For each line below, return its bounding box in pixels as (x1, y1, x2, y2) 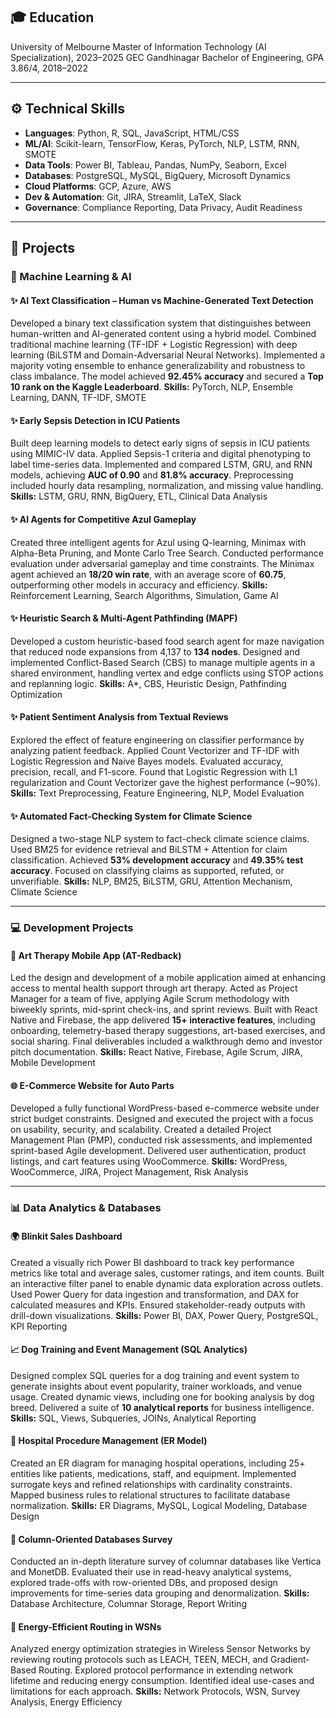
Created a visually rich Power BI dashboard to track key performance (10, 1256, 295, 1268)
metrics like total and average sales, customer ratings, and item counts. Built (10, 1267, 325, 1279)
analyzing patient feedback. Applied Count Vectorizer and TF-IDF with (10, 744, 300, 756)
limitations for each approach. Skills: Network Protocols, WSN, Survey (10, 1685, 301, 1698)
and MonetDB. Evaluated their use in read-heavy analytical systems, (10, 1566, 292, 1578)
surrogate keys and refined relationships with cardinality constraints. (10, 1479, 293, 1491)
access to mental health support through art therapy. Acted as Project (10, 982, 298, 994)
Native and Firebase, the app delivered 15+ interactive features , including (10, 1014, 316, 1026)
